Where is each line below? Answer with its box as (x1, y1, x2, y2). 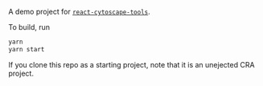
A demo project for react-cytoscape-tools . (8, 7, 150, 16)
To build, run (8, 23, 51, 31)
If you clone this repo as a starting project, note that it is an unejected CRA (8, 59, 255, 69)
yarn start (8, 45, 45, 53)
